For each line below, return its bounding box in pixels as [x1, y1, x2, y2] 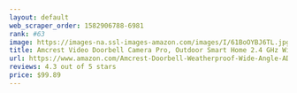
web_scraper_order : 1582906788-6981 [9, 21, 144, 30]
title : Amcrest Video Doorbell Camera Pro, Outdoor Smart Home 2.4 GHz [9, 46, 278, 55]
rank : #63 [9, 29, 46, 38]
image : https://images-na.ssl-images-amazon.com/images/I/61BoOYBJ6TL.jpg [9, 37, 291, 47]
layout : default [9, 12, 69, 22]
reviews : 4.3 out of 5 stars [9, 63, 117, 72]
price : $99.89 [9, 71, 62, 80]
